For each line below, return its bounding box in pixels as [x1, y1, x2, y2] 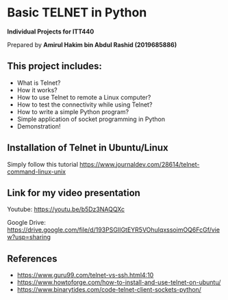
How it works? [16, 85, 58, 94]
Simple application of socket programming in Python [16, 115, 166, 123]
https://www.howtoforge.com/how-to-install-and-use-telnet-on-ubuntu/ [16, 278, 221, 286]
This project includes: [7, 60, 103, 72]
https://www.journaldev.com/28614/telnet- [79, 160, 200, 168]
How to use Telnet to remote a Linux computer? [16, 93, 151, 101]
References [7, 253, 58, 264]
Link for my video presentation [7, 187, 140, 199]
